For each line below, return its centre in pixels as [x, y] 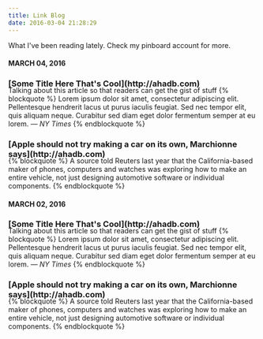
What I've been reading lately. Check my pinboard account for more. [120, 45]
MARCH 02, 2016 [37, 204]
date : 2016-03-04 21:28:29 [53, 23]
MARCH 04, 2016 [37, 63]
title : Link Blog [37, 15]
